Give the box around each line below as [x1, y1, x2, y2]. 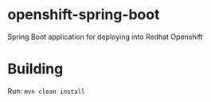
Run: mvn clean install [7, 86, 85, 96]
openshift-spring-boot [7, 6, 160, 24]
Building [7, 60, 64, 78]
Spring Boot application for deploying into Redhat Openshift [7, 32, 203, 41]
